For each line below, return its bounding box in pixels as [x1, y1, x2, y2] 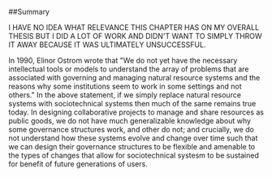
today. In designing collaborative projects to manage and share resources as [8, 107, 265, 117]
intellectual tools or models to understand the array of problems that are [8, 64, 249, 74]
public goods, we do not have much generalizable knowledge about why [8, 116, 252, 125]
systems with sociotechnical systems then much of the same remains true [8, 99, 257, 108]
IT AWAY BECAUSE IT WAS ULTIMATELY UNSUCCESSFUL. [8, 40, 206, 50]
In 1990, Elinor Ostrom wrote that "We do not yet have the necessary [8, 56, 238, 65]
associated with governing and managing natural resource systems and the [8, 73, 261, 82]
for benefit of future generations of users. [8, 159, 148, 169]
